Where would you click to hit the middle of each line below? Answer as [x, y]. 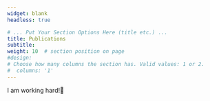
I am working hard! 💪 [35, 90]
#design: [20, 58]
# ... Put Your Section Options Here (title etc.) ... [87, 32]
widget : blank [28, 13]
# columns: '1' [30, 70]
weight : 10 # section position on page [66, 52]
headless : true [29, 20]
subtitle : [21, 45]
